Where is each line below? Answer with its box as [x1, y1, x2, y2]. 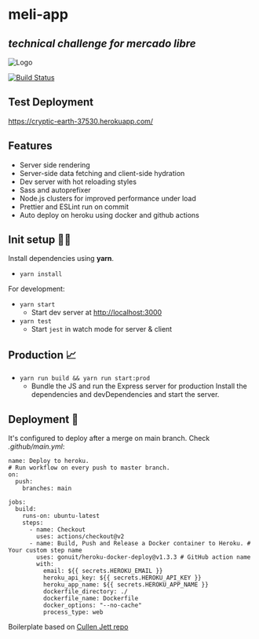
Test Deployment [8, 96, 94, 109]
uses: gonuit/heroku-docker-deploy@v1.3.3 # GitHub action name [36, 553, 251, 561]
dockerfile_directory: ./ [42, 588, 128, 596]
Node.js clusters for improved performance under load [19, 193, 196, 203]
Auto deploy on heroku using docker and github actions [19, 210, 200, 219]
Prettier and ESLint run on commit [19, 202, 129, 211]
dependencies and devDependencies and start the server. [31, 390, 220, 399]
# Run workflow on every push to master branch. [8, 464, 170, 472]
